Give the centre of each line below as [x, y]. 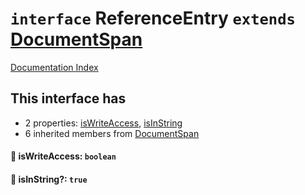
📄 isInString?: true [49, 179]
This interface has [68, 98]
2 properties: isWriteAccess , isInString [103, 123]
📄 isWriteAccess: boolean [63, 156]
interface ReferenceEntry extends [153, 18]
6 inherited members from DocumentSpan [112, 133]
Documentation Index [54, 67]
